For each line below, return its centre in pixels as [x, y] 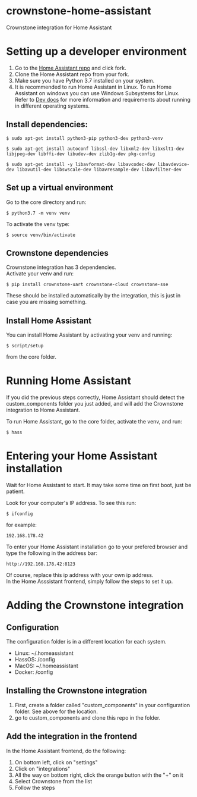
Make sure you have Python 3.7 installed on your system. [85, 80]
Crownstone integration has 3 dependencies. [61, 267]
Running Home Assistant [69, 381]
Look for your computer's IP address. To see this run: [71, 503]
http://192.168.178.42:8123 [41, 564]
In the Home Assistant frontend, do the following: [66, 751]
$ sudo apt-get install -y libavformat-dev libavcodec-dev [81, 164]
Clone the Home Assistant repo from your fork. [72, 74]
